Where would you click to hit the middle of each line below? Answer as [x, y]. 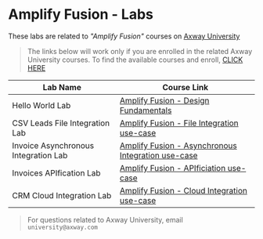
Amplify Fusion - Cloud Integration [184, 190]
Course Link [186, 87]
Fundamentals [146, 110]
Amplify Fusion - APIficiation [173, 168]
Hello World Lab [41, 105]
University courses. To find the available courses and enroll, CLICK [135, 60]
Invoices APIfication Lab [56, 172]
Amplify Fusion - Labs [81, 14]
